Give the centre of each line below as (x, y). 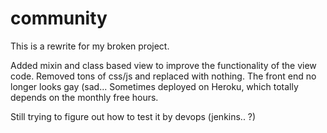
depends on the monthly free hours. (84, 97)
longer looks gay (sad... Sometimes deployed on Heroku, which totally (154, 86)
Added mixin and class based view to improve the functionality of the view (163, 65)
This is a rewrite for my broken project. (90, 46)
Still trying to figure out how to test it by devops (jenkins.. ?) (133, 116)
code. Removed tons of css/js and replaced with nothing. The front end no (163, 76)
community (59, 18)
